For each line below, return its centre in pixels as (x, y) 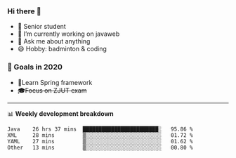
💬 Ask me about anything (54, 41)
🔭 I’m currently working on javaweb (68, 34)
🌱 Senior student (42, 27)
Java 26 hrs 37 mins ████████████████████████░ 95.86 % (100, 129)
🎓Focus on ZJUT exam (52, 90)
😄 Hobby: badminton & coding (62, 49)
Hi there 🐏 (25, 11)
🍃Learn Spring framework (55, 82)
